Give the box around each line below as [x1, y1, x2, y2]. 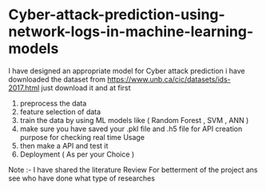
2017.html [8, 82, 40, 93]
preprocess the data [19, 98, 87, 108]
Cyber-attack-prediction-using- [8, 6, 225, 24]
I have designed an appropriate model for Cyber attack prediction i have [8, 66, 245, 75]
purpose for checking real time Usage [19, 132, 145, 141]
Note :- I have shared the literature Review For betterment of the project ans [8, 165, 258, 174]
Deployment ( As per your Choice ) [19, 149, 135, 159]
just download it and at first [41, 82, 131, 93]
